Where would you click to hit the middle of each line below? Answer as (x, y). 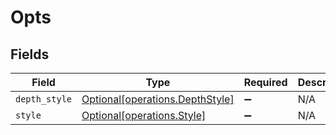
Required (265, 82)
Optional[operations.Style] (144, 115)
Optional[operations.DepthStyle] (158, 99)
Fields (30, 54)
